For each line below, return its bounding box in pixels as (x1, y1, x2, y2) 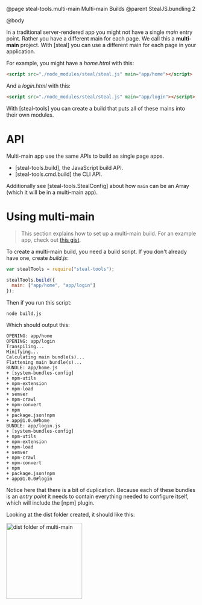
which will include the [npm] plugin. (6, 499, 95, 506)
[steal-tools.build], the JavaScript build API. (14, 164, 124, 171)
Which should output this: (6, 322, 71, 329)
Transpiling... (6, 344, 45, 350)
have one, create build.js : (6, 254, 69, 262)
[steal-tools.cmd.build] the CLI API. (14, 170, 103, 178)
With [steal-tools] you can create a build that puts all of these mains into (6, 105, 186, 112)
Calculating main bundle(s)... (6, 354, 85, 360)
